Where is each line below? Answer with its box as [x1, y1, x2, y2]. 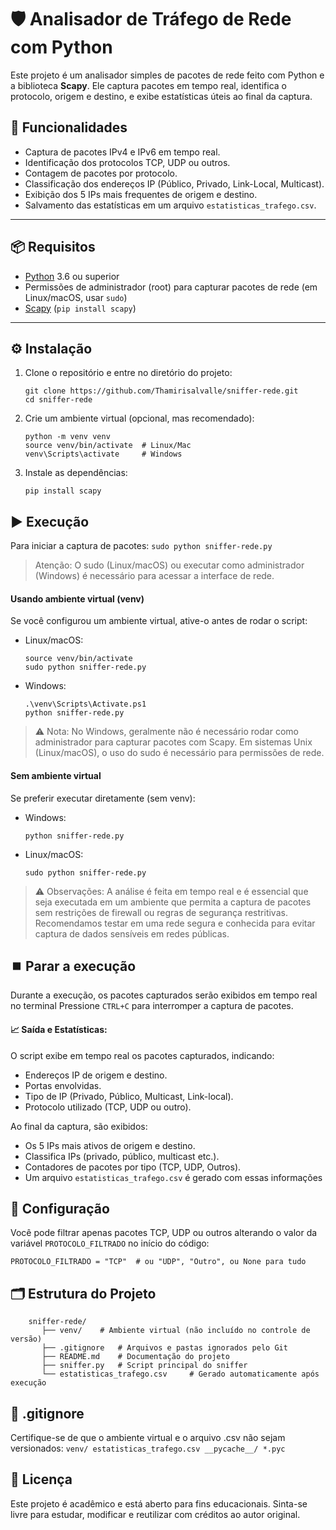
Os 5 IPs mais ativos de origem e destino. [24, 1139, 196, 1151]
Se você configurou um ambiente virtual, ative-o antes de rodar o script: [10, 615, 308, 627]
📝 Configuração [10, 1201, 110, 1217]
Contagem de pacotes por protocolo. [24, 167, 178, 179]
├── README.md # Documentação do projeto [41, 1352, 230, 1362]
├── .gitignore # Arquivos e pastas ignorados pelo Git [41, 1343, 288, 1353]
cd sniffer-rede [24, 395, 93, 405]
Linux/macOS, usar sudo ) [24, 291, 128, 303]
